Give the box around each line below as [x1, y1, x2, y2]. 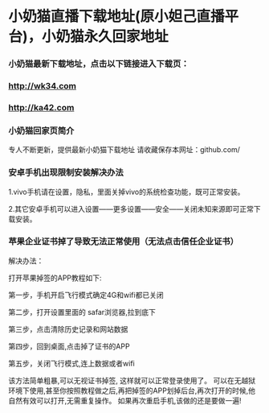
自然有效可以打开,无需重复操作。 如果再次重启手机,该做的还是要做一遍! [8, 395, 243, 405]
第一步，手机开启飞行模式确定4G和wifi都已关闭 [8, 290, 164, 299]
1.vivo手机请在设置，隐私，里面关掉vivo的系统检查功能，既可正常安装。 [8, 187, 245, 196]
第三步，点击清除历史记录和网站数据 [8, 324, 128, 334]
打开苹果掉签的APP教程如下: [8, 273, 102, 283]
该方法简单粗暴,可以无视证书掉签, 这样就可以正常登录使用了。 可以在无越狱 [8, 375, 255, 385]
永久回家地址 [84, 27, 169, 46]
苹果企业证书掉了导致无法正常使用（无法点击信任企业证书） [8, 236, 239, 247]
